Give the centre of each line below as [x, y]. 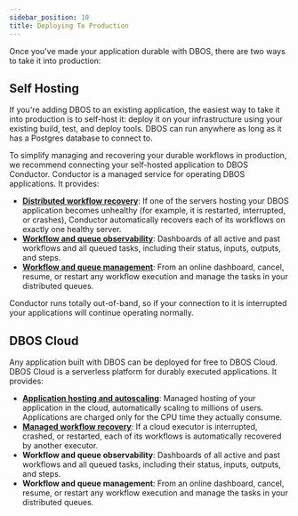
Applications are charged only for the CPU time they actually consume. [152, 417]
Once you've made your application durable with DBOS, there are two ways [148, 51]
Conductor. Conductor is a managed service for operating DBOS [127, 174]
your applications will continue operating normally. [101, 313]
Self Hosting [44, 89]
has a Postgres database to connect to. [81, 138]
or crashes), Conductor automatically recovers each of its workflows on [153, 220]
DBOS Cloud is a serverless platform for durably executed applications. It [143, 372]
